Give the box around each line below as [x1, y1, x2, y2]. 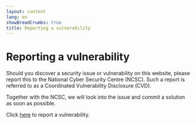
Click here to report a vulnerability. [6, 111, 90, 118]
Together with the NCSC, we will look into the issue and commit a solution [6, 93, 185, 100]
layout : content [6, 8, 46, 15]
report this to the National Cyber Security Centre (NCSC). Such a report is [6, 76, 185, 83]
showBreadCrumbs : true [6, 19, 62, 25]
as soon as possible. [6, 100, 56, 107]
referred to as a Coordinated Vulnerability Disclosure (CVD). [6, 82, 152, 89]
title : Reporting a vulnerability [6, 25, 91, 31]
